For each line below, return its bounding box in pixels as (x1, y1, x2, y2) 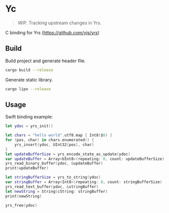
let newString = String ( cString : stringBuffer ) (5, 189, 108, 194)
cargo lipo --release (5, 87, 51, 92)
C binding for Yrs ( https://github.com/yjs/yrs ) (5, 29, 100, 35)
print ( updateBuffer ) (5, 165, 49, 171)
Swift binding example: (5, 114, 53, 120)
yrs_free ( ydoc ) (5, 203, 38, 208)
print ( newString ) (5, 193, 42, 199)
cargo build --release (5, 67, 53, 72)
